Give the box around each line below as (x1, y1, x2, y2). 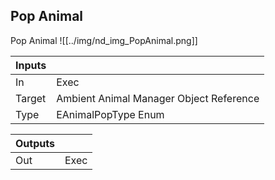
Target (15, 91, 47, 105)
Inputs (15, 58, 47, 72)
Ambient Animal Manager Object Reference (56, 91, 260, 105)
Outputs (15, 136, 55, 150)
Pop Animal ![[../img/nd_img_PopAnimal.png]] (10, 34, 198, 46)
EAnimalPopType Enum (56, 107, 165, 121)
